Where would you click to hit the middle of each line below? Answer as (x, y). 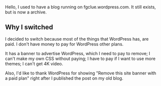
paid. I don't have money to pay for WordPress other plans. (64, 44)
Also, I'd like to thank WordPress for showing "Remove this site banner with (81, 73)
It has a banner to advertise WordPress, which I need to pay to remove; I (78, 53)
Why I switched (29, 27)
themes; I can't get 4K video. (34, 64)
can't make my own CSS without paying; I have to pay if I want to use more (80, 58)
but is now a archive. (26, 12)
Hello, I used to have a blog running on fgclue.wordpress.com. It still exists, (80, 7)
